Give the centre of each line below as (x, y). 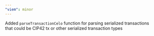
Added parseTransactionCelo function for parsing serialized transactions (77, 23)
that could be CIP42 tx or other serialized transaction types (64, 28)
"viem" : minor (19, 9)
